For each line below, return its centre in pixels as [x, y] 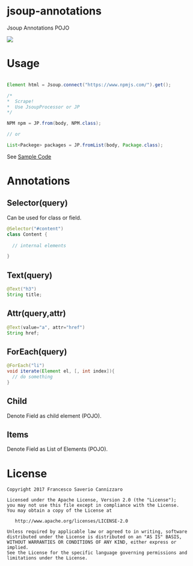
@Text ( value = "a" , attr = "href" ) [46, 327]
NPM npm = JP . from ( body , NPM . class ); [54, 124]
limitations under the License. [47, 558]
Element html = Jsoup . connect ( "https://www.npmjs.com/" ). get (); [89, 85]
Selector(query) [37, 203]
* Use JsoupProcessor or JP [43, 107]
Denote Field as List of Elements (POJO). [57, 449]
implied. [18, 548]
